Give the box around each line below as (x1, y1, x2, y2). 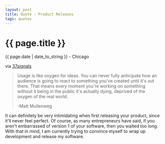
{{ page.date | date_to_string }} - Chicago (5, 54, 90, 59)
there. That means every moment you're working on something (17, 83, 145, 89)
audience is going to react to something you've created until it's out (17, 78, 154, 84)
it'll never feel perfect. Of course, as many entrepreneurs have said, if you (5, 118, 155, 124)
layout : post (5, 7, 32, 12)
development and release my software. (5, 134, 85, 140)
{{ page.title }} (5, 37, 66, 49)
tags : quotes (5, 16, 32, 21)
